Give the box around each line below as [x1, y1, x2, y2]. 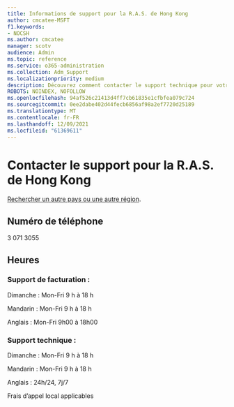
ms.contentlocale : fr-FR [7, 114, 79, 121]
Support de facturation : [7, 275, 91, 285]
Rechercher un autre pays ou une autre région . [7, 195, 141, 203]
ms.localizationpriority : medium [7, 75, 104, 82]
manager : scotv [7, 43, 52, 50]
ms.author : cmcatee [7, 36, 64, 43]
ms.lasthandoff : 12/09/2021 [7, 120, 89, 128]
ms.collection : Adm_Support [7, 68, 89, 75]
